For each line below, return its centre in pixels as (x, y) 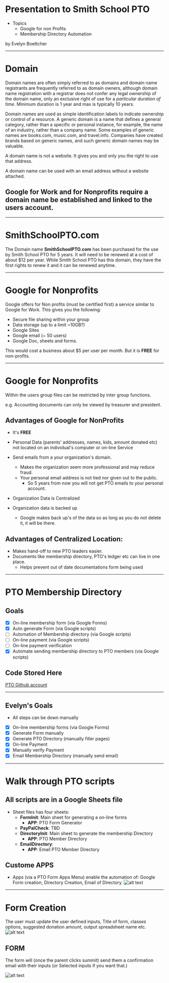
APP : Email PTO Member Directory (63, 849)
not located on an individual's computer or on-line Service (73, 448)
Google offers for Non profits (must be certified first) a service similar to (80, 304)
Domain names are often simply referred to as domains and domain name (81, 83)
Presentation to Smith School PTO (77, 9)
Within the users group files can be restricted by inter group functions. (78, 395)
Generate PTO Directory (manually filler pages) (61, 739)
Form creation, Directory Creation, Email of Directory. (68, 883)
